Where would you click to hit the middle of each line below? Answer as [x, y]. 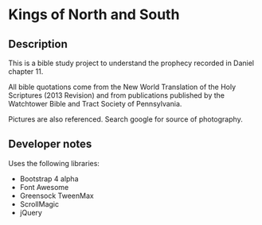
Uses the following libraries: [54, 163]
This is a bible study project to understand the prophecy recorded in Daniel [131, 63]
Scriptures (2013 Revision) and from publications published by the [117, 95]
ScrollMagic [39, 204]
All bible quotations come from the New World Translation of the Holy [122, 87]
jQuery [31, 212]
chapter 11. [26, 72]
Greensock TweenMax [57, 196]
